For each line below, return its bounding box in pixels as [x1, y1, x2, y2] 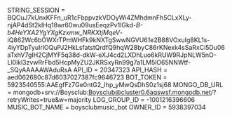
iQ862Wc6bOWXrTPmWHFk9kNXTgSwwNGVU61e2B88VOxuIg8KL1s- [7, 36, 210, 44]
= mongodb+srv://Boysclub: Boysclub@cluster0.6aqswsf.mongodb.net [7, 88, 212, 96]
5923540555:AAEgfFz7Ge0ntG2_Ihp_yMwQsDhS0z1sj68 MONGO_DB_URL [7, 81, 224, 88]
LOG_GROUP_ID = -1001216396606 [93, 96, 195, 104]
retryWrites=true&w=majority [7, 96, 92, 104]
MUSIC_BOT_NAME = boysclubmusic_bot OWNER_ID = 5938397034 [7, 103, 207, 111]
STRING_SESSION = [7, 6, 65, 14]
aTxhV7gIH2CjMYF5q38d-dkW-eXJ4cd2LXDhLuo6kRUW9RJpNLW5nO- [7, 51, 217, 59]
